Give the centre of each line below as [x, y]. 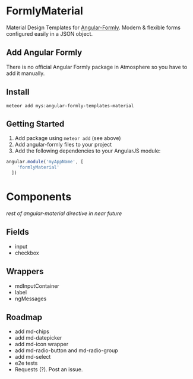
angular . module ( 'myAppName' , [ [45, 162]
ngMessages [31, 299]
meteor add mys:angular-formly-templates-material [70, 105]
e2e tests [26, 363]
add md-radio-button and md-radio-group [67, 350]
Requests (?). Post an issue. [49, 369]
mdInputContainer [37, 286]
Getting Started [35, 124]
